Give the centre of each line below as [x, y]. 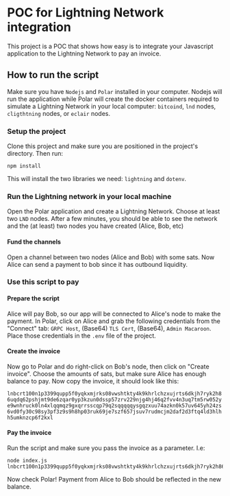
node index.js [27, 461]
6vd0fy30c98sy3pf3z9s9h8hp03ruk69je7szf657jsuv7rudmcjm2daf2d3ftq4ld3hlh [115, 412]
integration [39, 27]
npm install [24, 166]
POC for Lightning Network [86, 13]
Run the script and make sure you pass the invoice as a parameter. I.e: [106, 448]
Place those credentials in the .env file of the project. [81, 335]
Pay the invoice [29, 433]
